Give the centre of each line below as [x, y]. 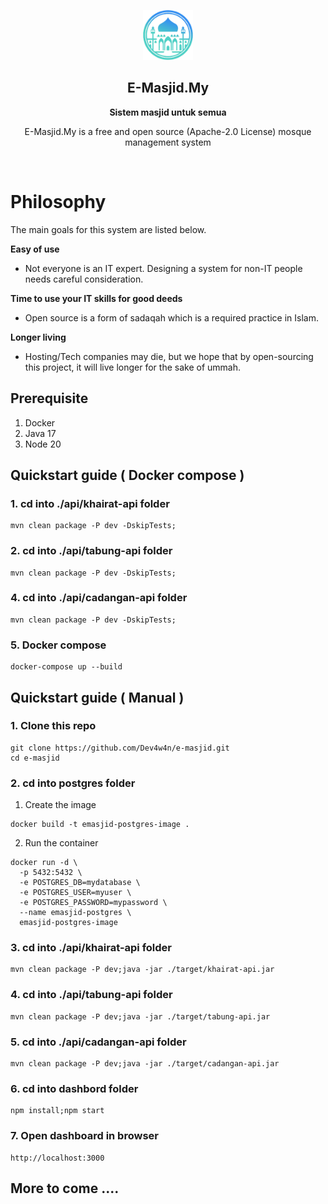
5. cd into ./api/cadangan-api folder [98, 1042]
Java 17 [40, 433]
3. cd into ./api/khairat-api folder [91, 948]
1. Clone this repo [53, 726]
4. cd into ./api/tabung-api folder [91, 995]
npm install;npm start [57, 1111]
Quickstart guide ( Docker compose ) [127, 475]
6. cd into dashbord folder [74, 1088]
